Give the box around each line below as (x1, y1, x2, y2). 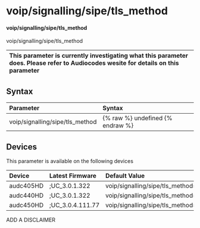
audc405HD (9, 182, 43, 190)
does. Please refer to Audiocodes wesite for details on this (9, 59, 179, 67)
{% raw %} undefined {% (102, 114, 173, 123)
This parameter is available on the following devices (6, 158, 134, 165)
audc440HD (9, 192, 43, 200)
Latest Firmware (49, 171, 97, 180)
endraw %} (102, 121, 134, 130)
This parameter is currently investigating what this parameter (9, 52, 189, 60)
